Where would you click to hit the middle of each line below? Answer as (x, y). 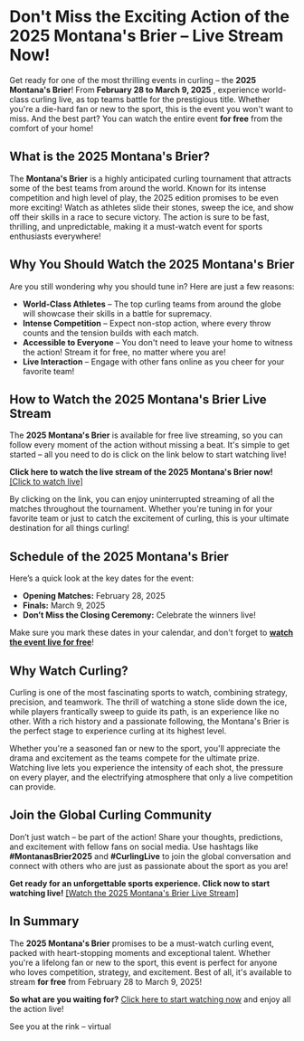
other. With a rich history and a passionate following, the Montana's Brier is (149, 721)
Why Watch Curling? (69, 671)
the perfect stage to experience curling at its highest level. (118, 731)
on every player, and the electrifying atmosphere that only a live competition (152, 777)
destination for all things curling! (69, 528)
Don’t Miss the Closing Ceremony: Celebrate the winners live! (139, 615)
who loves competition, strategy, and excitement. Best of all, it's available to (151, 972)
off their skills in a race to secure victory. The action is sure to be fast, (139, 217)
